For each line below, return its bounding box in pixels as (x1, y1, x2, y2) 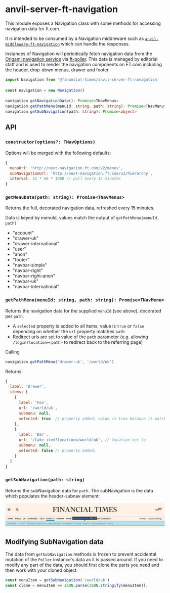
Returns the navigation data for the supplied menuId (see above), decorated (5, 307, 161, 314)
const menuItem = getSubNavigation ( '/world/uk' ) (5, 577, 110, 582)
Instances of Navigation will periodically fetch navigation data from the (5, 51, 153, 57)
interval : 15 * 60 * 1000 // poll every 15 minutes (10, 176, 121, 181)
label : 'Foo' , (18, 400, 49, 405)
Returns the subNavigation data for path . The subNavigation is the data (5, 487, 153, 493)
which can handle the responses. (60, 40, 130, 47)
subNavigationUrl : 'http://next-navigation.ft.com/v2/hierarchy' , (10, 171, 153, 176)
